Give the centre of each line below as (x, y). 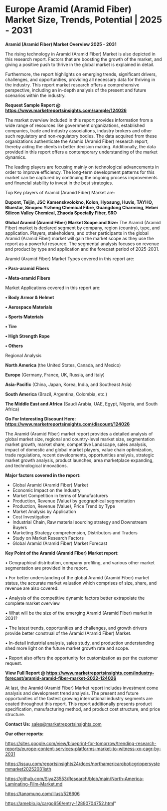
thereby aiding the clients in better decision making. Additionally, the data (81, 146)
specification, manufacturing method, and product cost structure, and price (83, 709)
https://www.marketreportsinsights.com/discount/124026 (68, 424)
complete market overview (32, 603)
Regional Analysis (23, 355)
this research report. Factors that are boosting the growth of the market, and (83, 59)
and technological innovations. (37, 465)
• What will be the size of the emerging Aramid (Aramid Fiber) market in (79, 613)
